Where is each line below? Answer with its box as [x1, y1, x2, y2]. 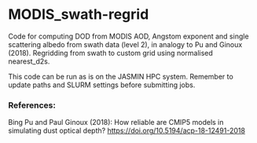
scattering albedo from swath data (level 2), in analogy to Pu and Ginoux [8, 39, 243, 49]
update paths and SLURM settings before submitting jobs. [8, 80, 196, 90]
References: [8, 100, 57, 111]
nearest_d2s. [8, 57, 50, 66]
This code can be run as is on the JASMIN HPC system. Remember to [8, 71, 233, 81]
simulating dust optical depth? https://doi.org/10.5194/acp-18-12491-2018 [8, 126, 246, 135]
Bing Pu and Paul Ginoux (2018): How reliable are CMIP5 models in [8, 118, 224, 127]
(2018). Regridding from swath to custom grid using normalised [8, 48, 214, 57]
